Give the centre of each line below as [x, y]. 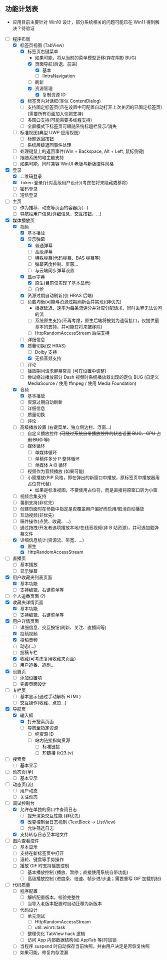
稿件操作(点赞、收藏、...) [45, 522]
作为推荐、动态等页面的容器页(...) [54, 208]
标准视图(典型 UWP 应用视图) [50, 132]
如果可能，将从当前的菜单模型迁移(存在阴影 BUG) [85, 58]
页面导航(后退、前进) [56, 64]
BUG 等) [41, 440]
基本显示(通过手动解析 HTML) [50, 696]
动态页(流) [23, 784]
